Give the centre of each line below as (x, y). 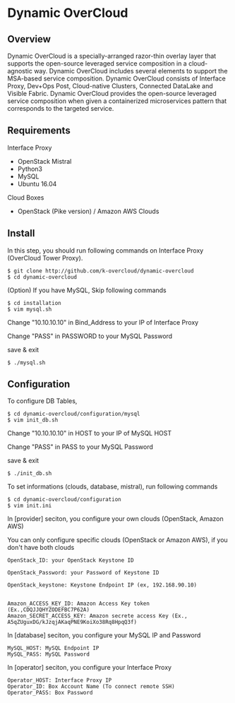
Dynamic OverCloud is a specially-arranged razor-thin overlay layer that (112, 56)
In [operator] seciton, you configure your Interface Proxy (89, 668)
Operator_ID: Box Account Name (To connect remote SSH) (91, 687)
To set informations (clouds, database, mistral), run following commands (113, 487)
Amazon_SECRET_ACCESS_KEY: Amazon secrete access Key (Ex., (98, 616)
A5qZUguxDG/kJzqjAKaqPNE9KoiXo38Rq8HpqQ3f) (72, 623)
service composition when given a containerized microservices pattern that (117, 101)
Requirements (39, 131)
